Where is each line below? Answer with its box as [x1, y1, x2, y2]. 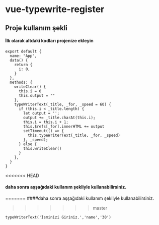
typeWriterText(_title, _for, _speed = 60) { [14, 102, 112, 107]
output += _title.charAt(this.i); [23, 115, 96, 120]
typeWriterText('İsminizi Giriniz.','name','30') [5, 214, 112, 220]
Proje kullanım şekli [5, 24, 68, 32]
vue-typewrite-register [5, 4, 105, 15]
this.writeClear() [23, 146, 62, 151]
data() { [10, 58, 28, 63]
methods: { [10, 80, 33, 85]
